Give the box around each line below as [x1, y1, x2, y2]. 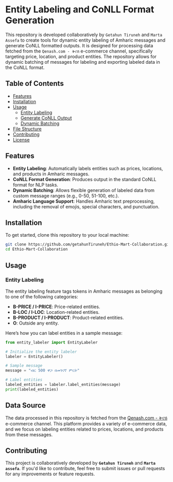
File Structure [12, 126, 42, 132]
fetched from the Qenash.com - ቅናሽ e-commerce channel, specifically [5, 48, 153, 54]
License [12, 136, 30, 142]
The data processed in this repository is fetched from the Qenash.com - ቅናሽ [5, 415, 167, 421]
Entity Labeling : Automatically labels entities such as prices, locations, [12, 165, 163, 171]
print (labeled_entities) [5, 387, 59, 392]
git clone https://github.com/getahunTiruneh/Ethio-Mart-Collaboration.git [5, 242, 171, 247]
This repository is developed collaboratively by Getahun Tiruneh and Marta [5, 31, 163, 38]
